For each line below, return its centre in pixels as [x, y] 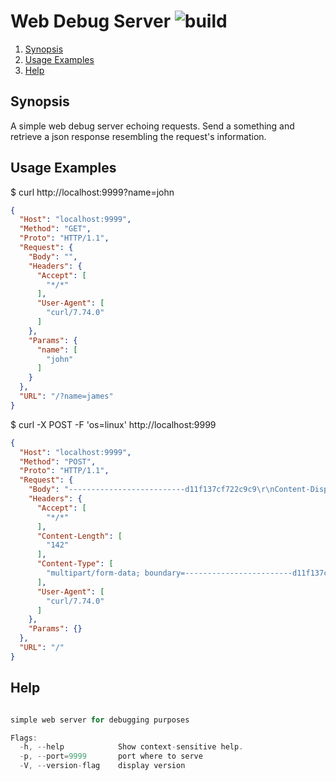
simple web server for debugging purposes [100, 720]
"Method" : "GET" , [55, 229]
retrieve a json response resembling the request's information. [138, 136]
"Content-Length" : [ [79, 536]
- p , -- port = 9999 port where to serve [111, 756]
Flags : [24, 738]
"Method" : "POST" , [58, 461]
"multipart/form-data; [93, 573]
